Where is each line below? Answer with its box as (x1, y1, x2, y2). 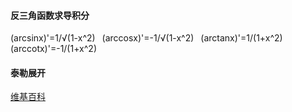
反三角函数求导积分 (10, 9, 90, 21)
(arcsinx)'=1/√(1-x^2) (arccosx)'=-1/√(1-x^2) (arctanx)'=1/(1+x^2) (10, 32, 283, 44)
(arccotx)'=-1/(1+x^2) (10, 43, 97, 55)
